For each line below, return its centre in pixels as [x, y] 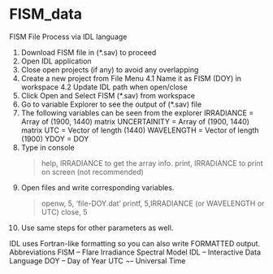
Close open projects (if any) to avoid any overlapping [110, 69]
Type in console [48, 147]
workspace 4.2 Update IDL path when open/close [104, 87]
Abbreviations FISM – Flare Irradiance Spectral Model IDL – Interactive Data [135, 252]
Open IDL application [56, 61]
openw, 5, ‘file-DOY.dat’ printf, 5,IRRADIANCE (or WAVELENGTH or [153, 203]
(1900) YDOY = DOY [55, 138]
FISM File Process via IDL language [68, 37]
